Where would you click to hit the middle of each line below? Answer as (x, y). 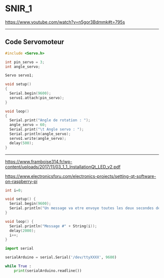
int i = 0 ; (14, 190)
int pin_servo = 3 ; (25, 62)
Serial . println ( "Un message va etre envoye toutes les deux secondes (82, 208)
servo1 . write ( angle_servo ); (38, 138)
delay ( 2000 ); (23, 231)
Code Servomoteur (35, 42)
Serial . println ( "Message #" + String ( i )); (53, 226)
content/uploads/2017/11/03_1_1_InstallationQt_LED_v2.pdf (63, 167)
